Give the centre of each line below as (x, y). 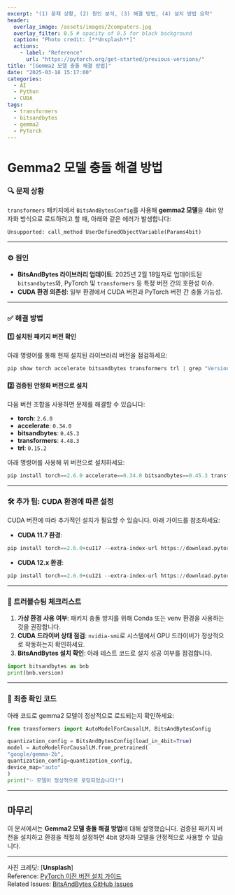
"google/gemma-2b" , (36, 754)
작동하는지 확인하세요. (55, 644)
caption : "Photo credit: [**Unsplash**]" (75, 40)
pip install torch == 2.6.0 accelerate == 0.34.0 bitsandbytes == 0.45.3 (108, 476)
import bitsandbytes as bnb (48, 667)
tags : (15, 105)
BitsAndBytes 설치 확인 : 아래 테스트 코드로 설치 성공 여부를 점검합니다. (115, 653)
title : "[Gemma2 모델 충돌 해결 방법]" (59, 66)
